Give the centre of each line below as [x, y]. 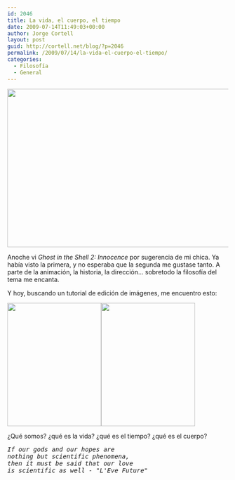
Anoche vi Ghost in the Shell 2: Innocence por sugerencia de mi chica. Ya [113, 257]
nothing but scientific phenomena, [68, 456]
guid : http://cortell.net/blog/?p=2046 [66, 46]
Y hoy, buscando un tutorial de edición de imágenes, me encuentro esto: [112, 293]
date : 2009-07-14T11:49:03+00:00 [56, 27]
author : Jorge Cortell [40, 33]
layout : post [26, 40]
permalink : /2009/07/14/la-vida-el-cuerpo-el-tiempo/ [88, 53]
